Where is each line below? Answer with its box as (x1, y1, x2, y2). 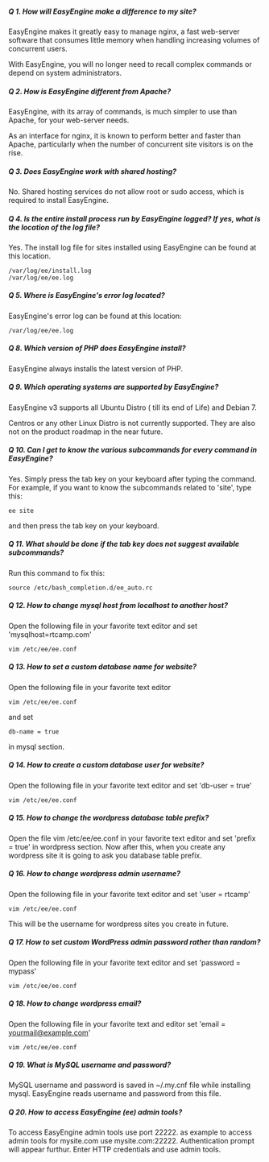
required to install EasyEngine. (8, 195, 109, 205)
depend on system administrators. (8, 68, 122, 77)
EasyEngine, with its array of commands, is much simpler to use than (8, 106, 238, 116)
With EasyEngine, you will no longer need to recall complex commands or (8, 59, 252, 68)
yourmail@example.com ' (8, 1028, 91, 1037)
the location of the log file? (8, 222, 101, 232)
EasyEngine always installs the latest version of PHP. (8, 363, 184, 374)
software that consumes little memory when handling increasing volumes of (8, 35, 260, 44)
